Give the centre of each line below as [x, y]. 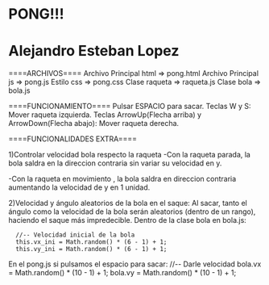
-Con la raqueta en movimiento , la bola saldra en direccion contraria [122, 179]
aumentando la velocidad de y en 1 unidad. [79, 187]
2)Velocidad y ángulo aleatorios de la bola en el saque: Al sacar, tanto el [128, 203]
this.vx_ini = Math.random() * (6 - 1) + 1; [91, 242]
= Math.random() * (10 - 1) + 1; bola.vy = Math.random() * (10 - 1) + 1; [122, 273]
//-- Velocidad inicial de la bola [75, 235]
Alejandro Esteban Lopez [94, 51]
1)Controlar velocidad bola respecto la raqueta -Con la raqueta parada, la [130, 155]
